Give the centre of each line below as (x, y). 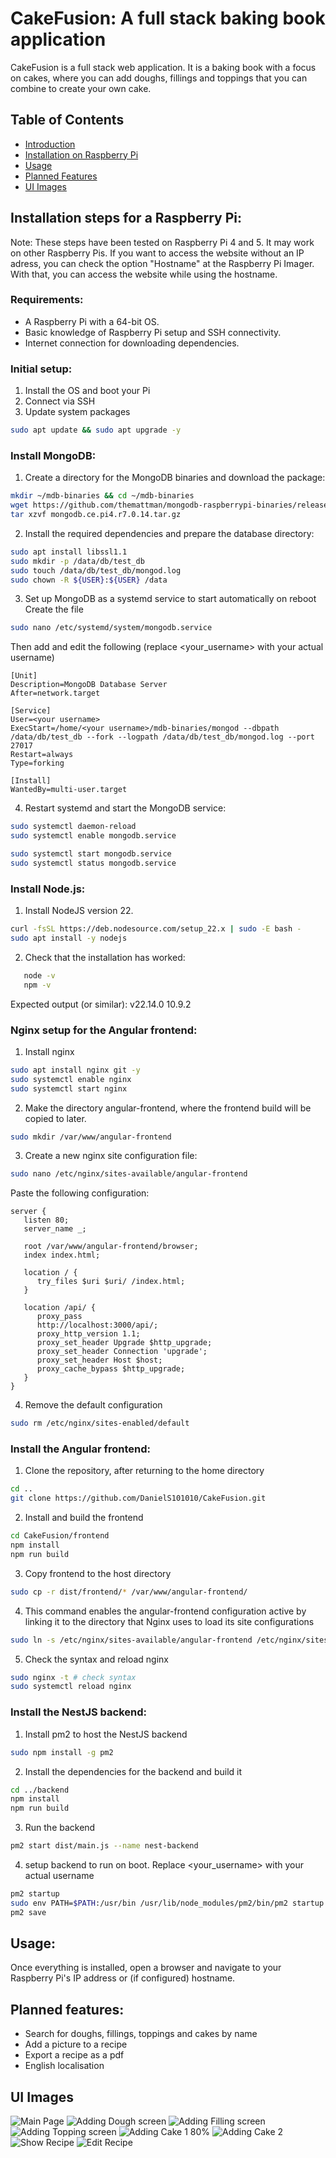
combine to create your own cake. (81, 88)
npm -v (37, 985)
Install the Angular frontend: (80, 1449)
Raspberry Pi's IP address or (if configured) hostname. (123, 1978)
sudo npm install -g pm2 (62, 1752)
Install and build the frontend (84, 1518)
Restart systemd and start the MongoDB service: (125, 808)
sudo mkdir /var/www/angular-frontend (91, 1137)
